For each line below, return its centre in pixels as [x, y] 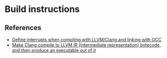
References [23, 28]
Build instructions [42, 9]
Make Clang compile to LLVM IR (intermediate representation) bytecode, [86, 45]
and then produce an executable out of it [54, 50]
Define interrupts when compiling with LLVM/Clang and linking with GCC [87, 39]
